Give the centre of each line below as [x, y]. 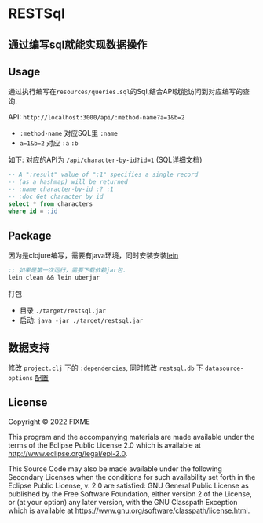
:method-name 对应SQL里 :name [68, 133]
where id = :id [33, 211]
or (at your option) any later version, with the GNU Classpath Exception [123, 502]
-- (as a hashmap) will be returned [68, 182]
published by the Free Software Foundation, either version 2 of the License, [130, 494]
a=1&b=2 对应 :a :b [49, 143]
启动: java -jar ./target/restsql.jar [81, 320]
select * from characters [50, 204]
